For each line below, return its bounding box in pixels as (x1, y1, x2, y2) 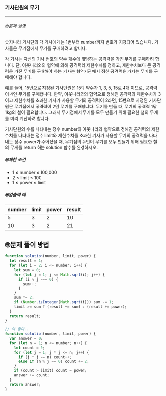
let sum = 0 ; (14, 267, 41, 272)
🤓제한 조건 (5, 157, 26, 163)
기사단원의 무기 (5, 4, 40, 11)
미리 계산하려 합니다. (10, 115, 50, 121)
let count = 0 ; (14, 345, 45, 350)
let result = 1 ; (9, 258, 43, 263)
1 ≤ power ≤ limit (12, 180, 46, 186)
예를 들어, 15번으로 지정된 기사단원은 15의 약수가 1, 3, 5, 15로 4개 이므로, (5, 85, 144, 91)
